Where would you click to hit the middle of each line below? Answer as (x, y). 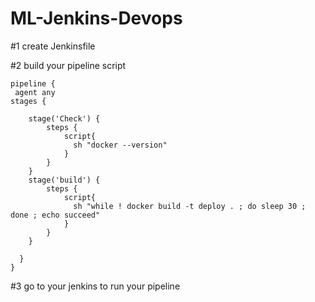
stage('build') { (64, 180)
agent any (35, 92)
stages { (28, 101)
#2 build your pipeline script (68, 65)
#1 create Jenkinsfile (53, 46)
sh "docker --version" (120, 145)
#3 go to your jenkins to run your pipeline (95, 286)
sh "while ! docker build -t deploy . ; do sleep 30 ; (190, 206)
